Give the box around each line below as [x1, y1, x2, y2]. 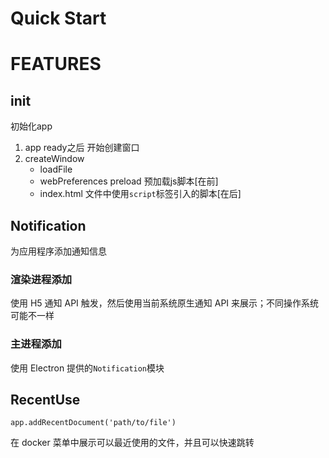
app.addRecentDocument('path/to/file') [10, 418, 177, 428]
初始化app [10, 120, 53, 132]
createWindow [24, 153, 85, 165]
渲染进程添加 [10, 272, 73, 286]
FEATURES [10, 53, 102, 76]
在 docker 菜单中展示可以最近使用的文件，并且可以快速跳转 [10, 437, 255, 449]
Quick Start [10, 7, 107, 30]
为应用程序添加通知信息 [10, 245, 107, 257]
